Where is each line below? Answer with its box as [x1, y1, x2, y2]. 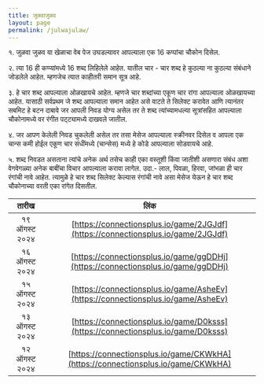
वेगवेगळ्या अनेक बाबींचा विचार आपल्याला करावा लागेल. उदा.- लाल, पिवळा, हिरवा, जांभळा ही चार [8, 164, 243, 173]
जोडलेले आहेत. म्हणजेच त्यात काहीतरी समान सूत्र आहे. [8, 72, 141, 82]
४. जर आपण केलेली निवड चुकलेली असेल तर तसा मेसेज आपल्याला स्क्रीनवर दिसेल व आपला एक [8, 131, 244, 140]
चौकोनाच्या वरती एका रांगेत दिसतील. [8, 182, 97, 191]
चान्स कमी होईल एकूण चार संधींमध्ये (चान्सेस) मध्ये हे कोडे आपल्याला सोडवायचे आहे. [8, 139, 214, 149]
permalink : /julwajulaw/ [8, 26, 90, 34]
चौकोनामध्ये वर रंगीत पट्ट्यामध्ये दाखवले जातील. [8, 115, 127, 124]
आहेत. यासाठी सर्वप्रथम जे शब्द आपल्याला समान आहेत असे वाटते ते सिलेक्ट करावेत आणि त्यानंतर [8, 97, 244, 106]
